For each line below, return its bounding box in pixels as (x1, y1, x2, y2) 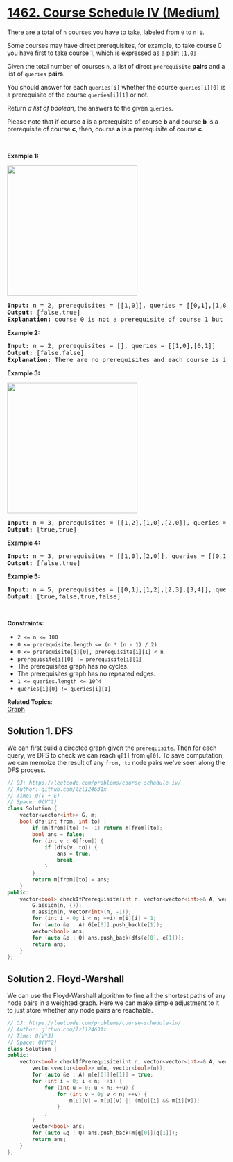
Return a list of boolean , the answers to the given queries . (7, 104, 173, 112)
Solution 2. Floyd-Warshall (7, 973, 125, 985)
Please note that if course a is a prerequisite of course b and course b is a (7, 117, 218, 126)
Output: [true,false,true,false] (7, 592, 121, 600)
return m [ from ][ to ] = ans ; (32, 876, 110, 883)
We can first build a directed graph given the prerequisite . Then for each (7, 744, 217, 752)
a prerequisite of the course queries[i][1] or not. (7, 90, 149, 99)
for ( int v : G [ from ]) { (32, 837, 104, 844)
